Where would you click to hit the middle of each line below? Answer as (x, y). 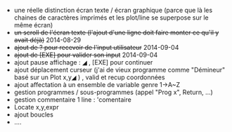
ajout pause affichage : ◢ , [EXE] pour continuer (83, 62)
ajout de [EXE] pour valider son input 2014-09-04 (86, 55)
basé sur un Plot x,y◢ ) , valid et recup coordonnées (89, 77)
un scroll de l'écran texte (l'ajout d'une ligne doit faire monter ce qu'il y (116, 32)
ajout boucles (34, 114)
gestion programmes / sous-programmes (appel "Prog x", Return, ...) (113, 92)
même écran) (33, 25)
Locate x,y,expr (36, 107)
